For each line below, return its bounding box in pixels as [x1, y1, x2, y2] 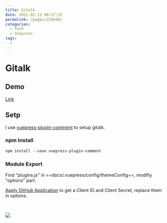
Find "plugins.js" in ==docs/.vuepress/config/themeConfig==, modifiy [5, 172, 152, 178]
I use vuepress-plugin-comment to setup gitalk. [5, 124, 105, 130]
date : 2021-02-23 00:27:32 [5, 12, 63, 17]
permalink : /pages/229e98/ [5, 17, 63, 22]
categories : [5, 21, 31, 27]
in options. [5, 193, 27, 199]
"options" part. [5, 177, 37, 183]
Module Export [5, 161, 43, 168]
